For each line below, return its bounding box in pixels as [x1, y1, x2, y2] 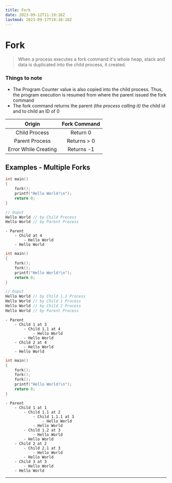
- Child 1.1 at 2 [24, 410, 60, 415]
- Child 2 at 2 [14, 441, 47, 446]
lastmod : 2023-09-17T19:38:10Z [5, 17, 72, 22]
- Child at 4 [14, 233, 42, 238]
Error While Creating [8, 145, 57, 153]
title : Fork [5, 7, 31, 13]
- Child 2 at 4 [14, 340, 47, 345]
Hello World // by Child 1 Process [5, 299, 81, 304]
